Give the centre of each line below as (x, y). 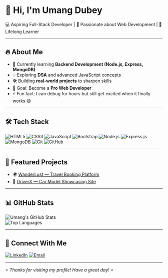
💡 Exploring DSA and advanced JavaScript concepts (67, 75)
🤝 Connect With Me (36, 243)
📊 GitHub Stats (29, 203)
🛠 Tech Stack (27, 122)
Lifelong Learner (22, 32)
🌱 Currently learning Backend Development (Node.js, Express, (78, 64)
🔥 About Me (24, 52)
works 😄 (22, 101)
